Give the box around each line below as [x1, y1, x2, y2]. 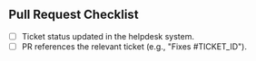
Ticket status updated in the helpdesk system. [21, 30, 194, 41]
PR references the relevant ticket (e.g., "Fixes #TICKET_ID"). [21, 40, 247, 52]
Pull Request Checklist [8, 7, 139, 22]
